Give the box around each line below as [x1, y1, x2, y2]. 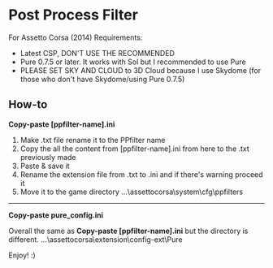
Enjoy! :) [8, 250, 37, 260]
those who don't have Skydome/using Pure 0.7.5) [19, 74, 185, 84]
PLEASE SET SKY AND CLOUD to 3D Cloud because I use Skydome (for [19, 65, 262, 75]
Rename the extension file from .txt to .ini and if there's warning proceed [19, 169, 263, 179]
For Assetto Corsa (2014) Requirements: [8, 32, 143, 42]
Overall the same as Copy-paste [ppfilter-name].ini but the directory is [8, 226, 249, 236]
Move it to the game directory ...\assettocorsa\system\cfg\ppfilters [19, 187, 244, 197]
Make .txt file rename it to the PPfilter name [19, 135, 166, 145]
